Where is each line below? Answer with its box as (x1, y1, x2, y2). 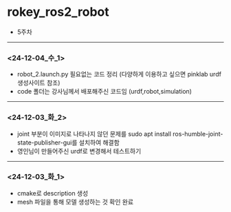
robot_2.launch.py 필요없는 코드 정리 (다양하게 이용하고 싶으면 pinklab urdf (16, 70, 222, 78)
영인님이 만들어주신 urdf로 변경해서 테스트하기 (16, 147, 142, 155)
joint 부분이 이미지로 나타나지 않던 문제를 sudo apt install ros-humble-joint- (16, 129, 223, 138)
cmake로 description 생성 (16, 189, 89, 197)
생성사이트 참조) (16, 78, 60, 87)
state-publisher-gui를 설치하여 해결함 (16, 138, 120, 147)
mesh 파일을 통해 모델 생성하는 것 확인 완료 (16, 198, 134, 206)
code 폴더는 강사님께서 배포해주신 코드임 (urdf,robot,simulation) (16, 87, 192, 96)
